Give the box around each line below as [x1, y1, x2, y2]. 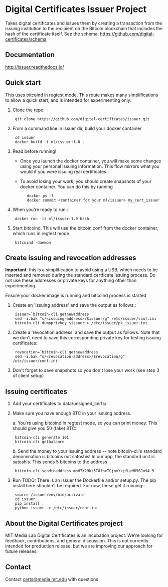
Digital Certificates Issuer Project [5, 4, 147, 15]
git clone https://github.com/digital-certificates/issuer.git [15, 116, 150, 121]
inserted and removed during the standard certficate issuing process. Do [5, 272, 155, 278]
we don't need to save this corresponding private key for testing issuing [12, 335, 161, 341]
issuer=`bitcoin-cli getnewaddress [15, 312, 89, 317]
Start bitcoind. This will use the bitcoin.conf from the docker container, [12, 225, 158, 231]
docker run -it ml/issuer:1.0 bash [15, 216, 89, 221]
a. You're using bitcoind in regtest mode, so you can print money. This [12, 420, 157, 426]
